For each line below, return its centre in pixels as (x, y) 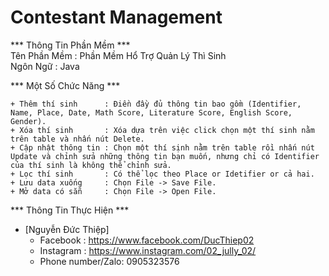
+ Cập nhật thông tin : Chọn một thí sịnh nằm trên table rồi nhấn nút (162, 147)
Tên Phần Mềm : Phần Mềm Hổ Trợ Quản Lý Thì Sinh (118, 55)
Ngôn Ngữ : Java (45, 66)
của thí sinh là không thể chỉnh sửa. (91, 165)
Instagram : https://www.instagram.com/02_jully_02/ (148, 250)
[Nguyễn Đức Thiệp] (67, 229)
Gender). (28, 121)
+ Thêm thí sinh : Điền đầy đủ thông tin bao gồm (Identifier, (156, 104)
